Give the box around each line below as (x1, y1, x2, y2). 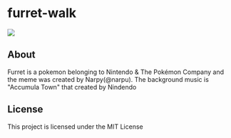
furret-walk (7, 5, 77, 21)
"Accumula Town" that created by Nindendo (7, 83, 137, 91)
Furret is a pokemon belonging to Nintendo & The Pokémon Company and (7, 68, 225, 76)
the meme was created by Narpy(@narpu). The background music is (7, 75, 209, 83)
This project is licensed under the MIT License (7, 122, 144, 131)
